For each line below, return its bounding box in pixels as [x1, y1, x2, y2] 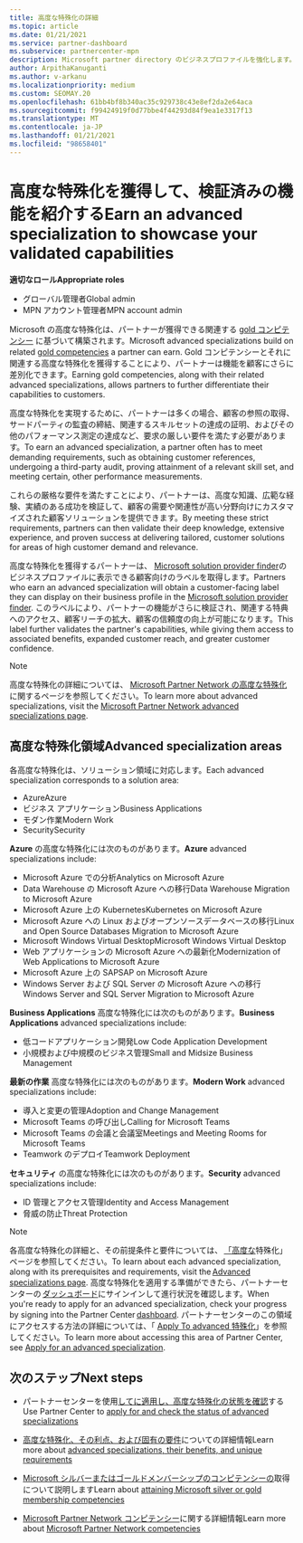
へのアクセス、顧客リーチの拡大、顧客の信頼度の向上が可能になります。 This [9, 613, 294, 624]
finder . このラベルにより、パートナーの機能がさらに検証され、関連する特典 [9, 602, 289, 613]
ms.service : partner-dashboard [9, 38, 128, 48]
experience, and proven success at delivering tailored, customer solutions [9, 531, 285, 543]
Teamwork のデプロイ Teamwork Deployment [22, 1148, 191, 1159]
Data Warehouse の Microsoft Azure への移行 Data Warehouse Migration [22, 883, 290, 894]
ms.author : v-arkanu [9, 72, 88, 81]
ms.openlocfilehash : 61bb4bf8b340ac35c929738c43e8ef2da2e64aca [9, 97, 253, 107]
